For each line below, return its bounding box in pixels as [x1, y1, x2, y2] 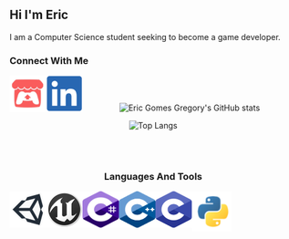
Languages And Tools [104, 171, 202, 183]
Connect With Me [9, 54, 89, 67]
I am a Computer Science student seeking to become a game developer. [9, 31, 281, 42]
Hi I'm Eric [9, 7, 68, 23]
